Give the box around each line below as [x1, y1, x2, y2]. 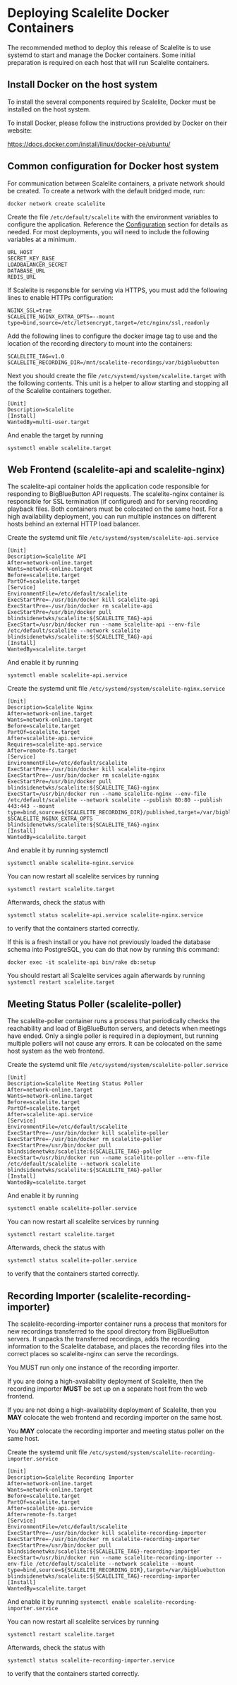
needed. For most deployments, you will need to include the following [7, 227, 209, 236]
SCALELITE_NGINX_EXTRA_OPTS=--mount [7, 313, 115, 320]
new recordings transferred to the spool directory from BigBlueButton [7, 1327, 209, 1335]
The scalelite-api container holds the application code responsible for [7, 482, 209, 491]
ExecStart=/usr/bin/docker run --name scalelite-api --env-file [7, 621, 200, 629]
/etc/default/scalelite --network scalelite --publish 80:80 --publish [7, 797, 222, 804]
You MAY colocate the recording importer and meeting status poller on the [7, 1427, 224, 1435]
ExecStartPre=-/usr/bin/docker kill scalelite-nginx [7, 766, 166, 773]
